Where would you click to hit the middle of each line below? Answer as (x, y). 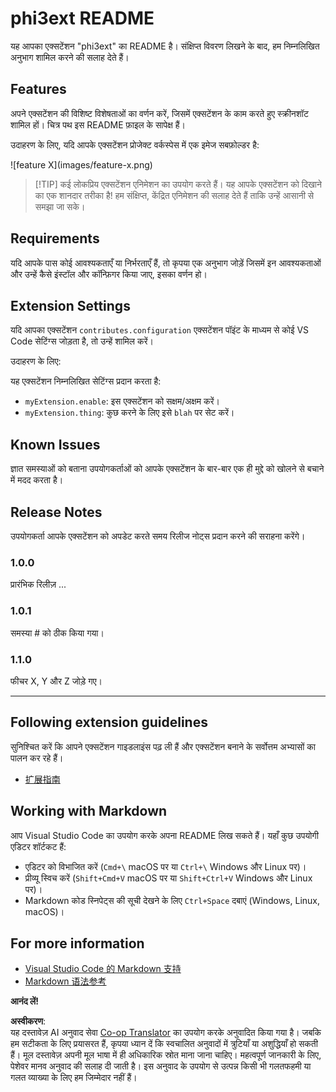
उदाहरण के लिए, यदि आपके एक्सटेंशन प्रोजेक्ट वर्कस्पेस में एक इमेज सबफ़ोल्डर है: (135, 144)
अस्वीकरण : (28, 1021)
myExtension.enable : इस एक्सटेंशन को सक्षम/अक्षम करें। (122, 401)
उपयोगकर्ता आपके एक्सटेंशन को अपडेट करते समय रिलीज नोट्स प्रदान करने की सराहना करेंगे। (158, 536)
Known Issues (55, 444)
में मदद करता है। (37, 480)
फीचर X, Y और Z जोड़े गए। (56, 681)
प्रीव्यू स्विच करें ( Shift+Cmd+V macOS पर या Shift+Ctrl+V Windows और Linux (168, 878)
